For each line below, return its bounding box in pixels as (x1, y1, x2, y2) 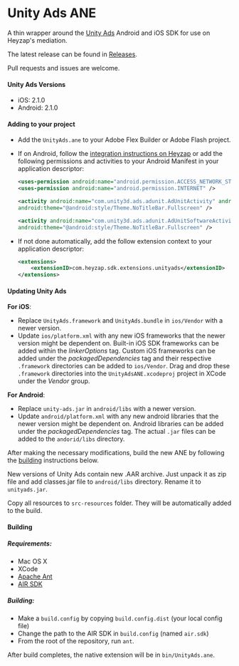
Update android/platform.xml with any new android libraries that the (17, 412, 219, 421)
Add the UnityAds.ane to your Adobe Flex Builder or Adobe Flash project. (17, 135, 231, 144)
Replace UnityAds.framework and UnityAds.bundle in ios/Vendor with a (17, 316, 223, 325)
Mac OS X (17, 557, 48, 566)
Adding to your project (7, 120, 76, 128)
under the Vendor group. (17, 377, 90, 385)
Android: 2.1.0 (17, 103, 58, 112)
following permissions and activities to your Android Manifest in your (17, 157, 219, 165)
